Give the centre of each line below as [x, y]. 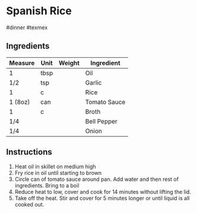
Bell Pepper [101, 121]
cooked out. [29, 204]
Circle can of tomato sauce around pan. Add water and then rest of [97, 179]
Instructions [29, 152]
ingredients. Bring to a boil [47, 185]
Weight [69, 62]
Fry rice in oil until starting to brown [58, 173]
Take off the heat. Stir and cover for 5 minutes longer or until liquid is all [102, 198]
